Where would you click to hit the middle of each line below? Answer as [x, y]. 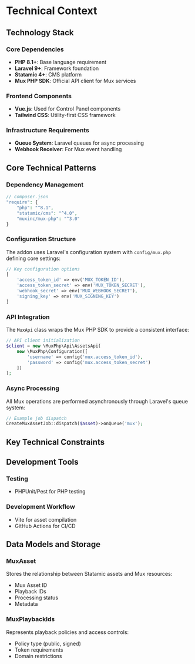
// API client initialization [43, 341]
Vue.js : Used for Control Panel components [68, 109]
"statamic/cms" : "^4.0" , [47, 213]
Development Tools [42, 462]
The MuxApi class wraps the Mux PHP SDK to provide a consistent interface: [98, 330]
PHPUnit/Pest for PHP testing [50, 492]
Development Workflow [41, 507]
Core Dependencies [35, 49]
